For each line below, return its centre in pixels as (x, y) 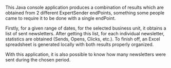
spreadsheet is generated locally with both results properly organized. (80, 44)
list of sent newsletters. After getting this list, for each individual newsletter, (85, 33)
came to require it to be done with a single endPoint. (61, 18)
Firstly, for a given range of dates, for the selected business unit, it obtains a (86, 28)
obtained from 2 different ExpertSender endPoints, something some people (85, 13)
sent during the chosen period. (38, 60)
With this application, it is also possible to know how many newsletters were (85, 54)
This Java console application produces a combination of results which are (85, 7)
